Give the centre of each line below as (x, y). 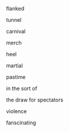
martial (14, 65)
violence (17, 111)
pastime (16, 77)
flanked (15, 9)
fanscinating (21, 123)
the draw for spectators (35, 100)
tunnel (14, 20)
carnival (16, 31)
